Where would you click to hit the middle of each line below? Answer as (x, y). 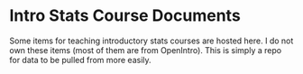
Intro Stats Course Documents (125, 16)
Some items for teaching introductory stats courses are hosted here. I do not (151, 41)
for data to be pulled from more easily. (80, 60)
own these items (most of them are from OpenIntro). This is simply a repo (146, 50)
